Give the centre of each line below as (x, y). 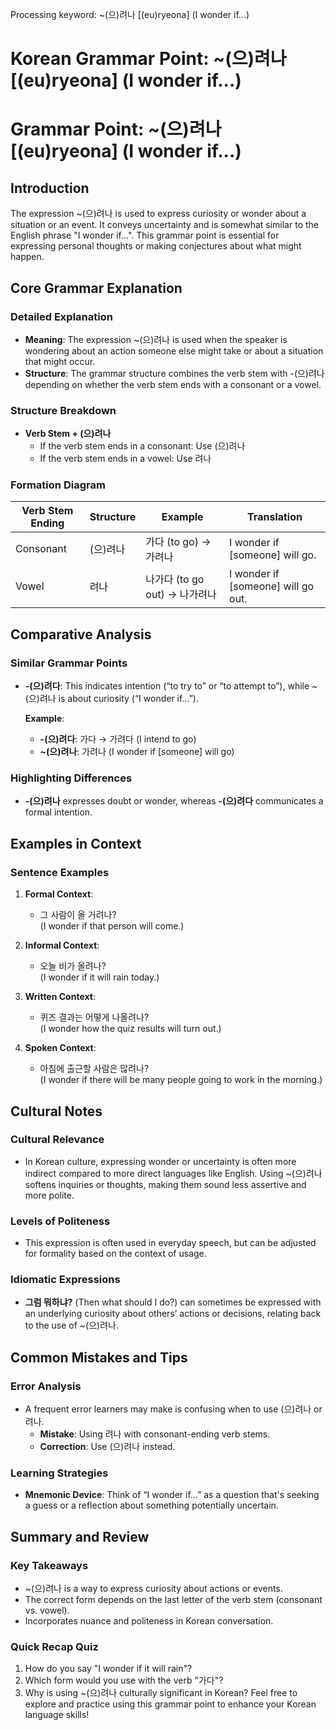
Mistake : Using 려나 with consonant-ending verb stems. (155, 1434)
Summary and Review (80, 1536)
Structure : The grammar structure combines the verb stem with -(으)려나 (174, 373)
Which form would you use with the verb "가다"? (124, 1680)
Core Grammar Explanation (96, 288)
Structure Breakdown (63, 410)
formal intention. (58, 812)
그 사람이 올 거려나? (78, 915)
